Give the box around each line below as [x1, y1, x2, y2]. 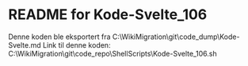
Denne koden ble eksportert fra [8, 32, 111, 41]
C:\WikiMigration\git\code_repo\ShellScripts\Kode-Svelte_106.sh [8, 49, 217, 58]
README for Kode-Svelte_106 [8, 6, 208, 24]
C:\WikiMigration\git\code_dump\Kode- [112, 32, 240, 41]
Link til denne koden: [42, 40, 111, 49]
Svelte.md [8, 40, 41, 49]
